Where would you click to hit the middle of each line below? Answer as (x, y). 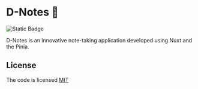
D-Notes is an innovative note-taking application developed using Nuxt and (99, 40)
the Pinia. (18, 47)
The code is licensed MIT (37, 79)
